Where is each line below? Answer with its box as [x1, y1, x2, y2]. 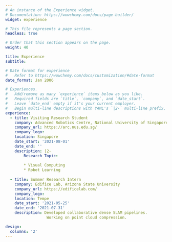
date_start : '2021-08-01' [14, 139, 70, 144]
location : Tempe [14, 196, 50, 201]
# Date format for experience [5, 68, 70, 73]
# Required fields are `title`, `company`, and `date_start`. [5, 96, 145, 102]
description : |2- [14, 149, 52, 154]
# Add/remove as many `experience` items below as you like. [5, 91, 143, 97]
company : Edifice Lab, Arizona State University [14, 182, 120, 187]
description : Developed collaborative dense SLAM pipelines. [14, 210, 147, 215]
